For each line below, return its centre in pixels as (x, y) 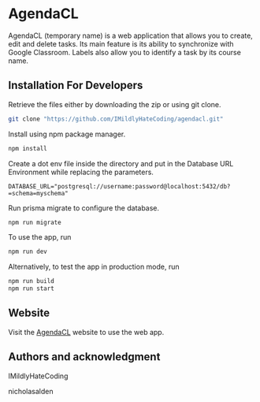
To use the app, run (40, 237)
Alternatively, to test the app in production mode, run (94, 267)
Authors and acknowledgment (84, 357)
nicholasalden (31, 391)
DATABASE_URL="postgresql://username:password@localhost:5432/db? (119, 186)
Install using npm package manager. (67, 134)
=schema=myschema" (38, 193)
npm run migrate (35, 222)
